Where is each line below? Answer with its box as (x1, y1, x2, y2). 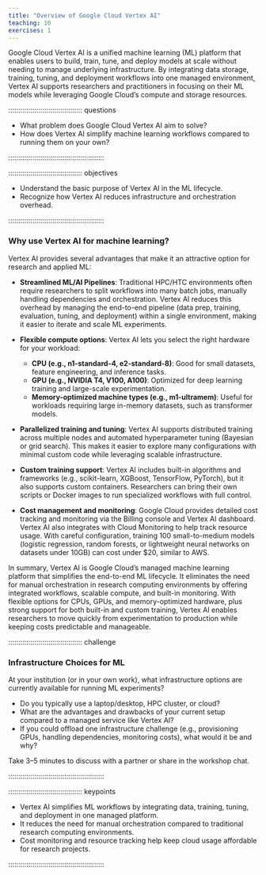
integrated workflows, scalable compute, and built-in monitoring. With (8, 588, 236, 598)
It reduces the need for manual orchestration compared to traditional (19, 819, 244, 828)
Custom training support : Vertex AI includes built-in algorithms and (19, 465, 241, 474)
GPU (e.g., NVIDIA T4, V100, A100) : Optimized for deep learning (31, 375, 243, 385)
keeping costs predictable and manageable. (8, 622, 152, 631)
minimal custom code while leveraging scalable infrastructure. (19, 449, 223, 459)
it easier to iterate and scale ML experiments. (19, 319, 168, 329)
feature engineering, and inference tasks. (31, 367, 166, 376)
